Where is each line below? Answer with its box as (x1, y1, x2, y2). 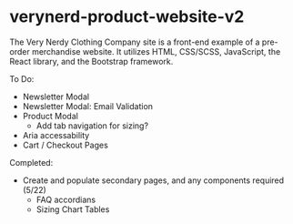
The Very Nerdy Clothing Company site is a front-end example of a (9, 36, 260, 47)
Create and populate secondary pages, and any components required (22, 175, 285, 186)
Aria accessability (22, 129, 90, 140)
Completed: (9, 157, 54, 168)
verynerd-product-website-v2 (9, 6, 245, 27)
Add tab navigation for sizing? (35, 120, 148, 131)
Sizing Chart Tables (35, 203, 110, 215)
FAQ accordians (35, 194, 96, 205)
